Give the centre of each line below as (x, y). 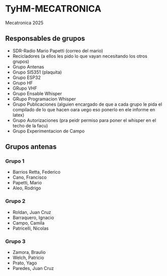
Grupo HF (23, 83)
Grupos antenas (31, 147)
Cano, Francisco (30, 177)
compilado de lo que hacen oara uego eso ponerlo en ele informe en (84, 109)
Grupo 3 (15, 241)
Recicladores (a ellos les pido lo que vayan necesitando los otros (80, 56)
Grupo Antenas (28, 66)
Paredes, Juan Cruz (33, 268)
